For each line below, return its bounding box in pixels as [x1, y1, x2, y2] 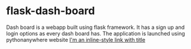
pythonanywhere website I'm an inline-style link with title [6, 36, 146, 43]
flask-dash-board [6, 4, 95, 18]
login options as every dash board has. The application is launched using [6, 30, 186, 37]
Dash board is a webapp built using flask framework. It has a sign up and [6, 24, 185, 31]
